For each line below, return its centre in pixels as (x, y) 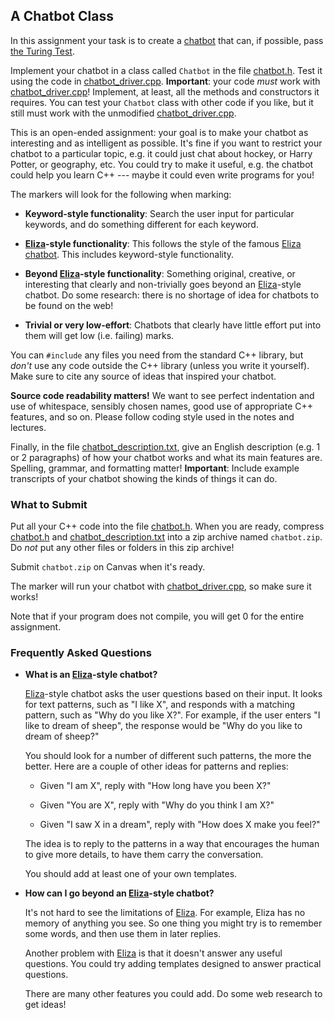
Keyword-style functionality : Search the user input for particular (159, 213)
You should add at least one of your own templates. (131, 874)
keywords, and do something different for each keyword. (141, 224)
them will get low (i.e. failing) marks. (99, 335)
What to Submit (49, 504)
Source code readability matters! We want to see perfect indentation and (162, 395)
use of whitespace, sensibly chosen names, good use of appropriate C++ (162, 406)
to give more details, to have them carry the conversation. (144, 855)
